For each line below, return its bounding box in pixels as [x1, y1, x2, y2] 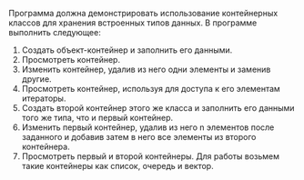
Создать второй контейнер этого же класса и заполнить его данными [21, 103, 295, 113]
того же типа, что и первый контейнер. [21, 113, 174, 123]
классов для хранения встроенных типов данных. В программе [8, 17, 258, 28]
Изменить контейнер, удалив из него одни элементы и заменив [21, 64, 271, 75]
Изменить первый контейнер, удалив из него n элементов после [21, 122, 275, 133]
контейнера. [21, 141, 70, 152]
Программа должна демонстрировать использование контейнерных [8, 8, 279, 18]
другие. [21, 74, 52, 85]
